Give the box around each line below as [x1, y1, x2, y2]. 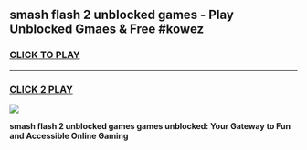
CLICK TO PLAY [9, 49, 80, 62]
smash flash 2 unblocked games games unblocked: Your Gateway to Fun [9, 120, 291, 131]
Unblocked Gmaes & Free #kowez [9, 22, 205, 37]
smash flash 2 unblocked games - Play [9, 7, 235, 23]
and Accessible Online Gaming [9, 130, 129, 141]
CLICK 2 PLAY [9, 83, 73, 95]
